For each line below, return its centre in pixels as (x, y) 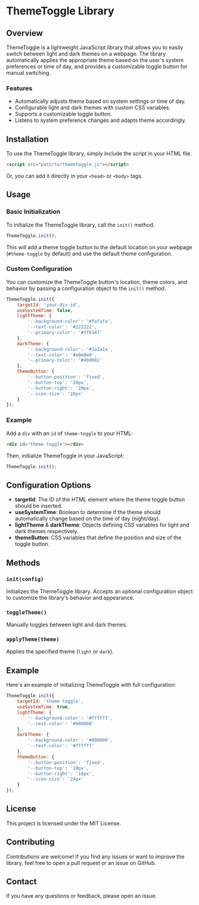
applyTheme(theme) (33, 640)
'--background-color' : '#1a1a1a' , (70, 349)
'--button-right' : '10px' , (61, 773)
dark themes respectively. (46, 531)
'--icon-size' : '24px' (56, 779)
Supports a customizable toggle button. (63, 114)
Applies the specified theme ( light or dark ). (60, 652)
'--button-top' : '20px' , (58, 383)
